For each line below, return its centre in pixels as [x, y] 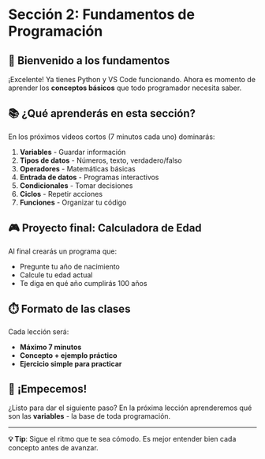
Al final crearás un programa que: [62, 251]
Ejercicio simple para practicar [71, 364]
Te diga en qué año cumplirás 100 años [83, 283]
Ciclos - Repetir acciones [61, 194]
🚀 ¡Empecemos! [48, 389]
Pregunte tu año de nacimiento [69, 266]
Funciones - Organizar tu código [73, 202]
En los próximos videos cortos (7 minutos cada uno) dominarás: [112, 137]
